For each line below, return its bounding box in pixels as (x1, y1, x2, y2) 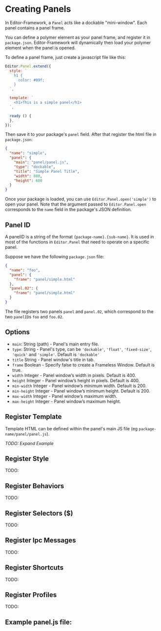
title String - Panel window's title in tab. (12, 357, 95, 363)
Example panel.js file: (5, 618, 72, 626)
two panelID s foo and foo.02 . (5, 314, 63, 319)
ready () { (9, 113, 32, 118)
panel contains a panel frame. (5, 25, 65, 30)
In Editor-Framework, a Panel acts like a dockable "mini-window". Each (5, 20, 147, 26)
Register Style (5, 454, 49, 463)
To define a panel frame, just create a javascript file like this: (5, 54, 126, 60)
